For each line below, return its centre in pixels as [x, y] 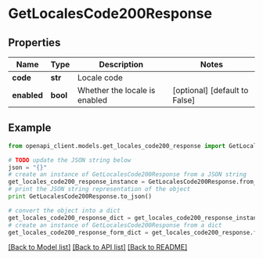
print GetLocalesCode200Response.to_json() [80, 196]
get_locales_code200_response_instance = [77, 182]
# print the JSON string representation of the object [99, 189]
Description [121, 65]
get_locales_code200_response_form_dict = [78, 232]
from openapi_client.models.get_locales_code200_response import [117, 146]
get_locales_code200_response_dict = [70, 218]
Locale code [100, 77]
